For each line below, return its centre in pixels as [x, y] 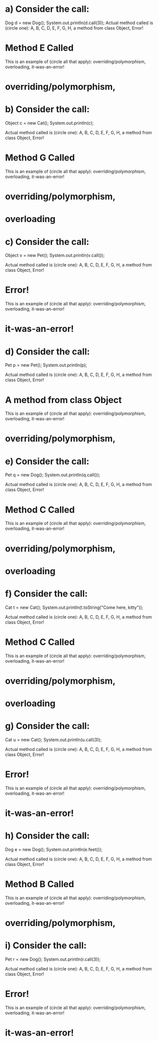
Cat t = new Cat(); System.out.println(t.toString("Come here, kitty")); [74, 607]
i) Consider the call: [46, 946]
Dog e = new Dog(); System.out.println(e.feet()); [54, 849]
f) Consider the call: [46, 594]
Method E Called [39, 48]
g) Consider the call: [47, 726]
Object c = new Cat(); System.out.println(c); [49, 123]
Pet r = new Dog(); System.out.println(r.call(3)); [53, 959]
